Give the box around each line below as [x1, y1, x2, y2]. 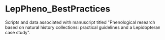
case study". [5, 29, 31, 35]
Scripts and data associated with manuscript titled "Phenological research [5, 19, 155, 25]
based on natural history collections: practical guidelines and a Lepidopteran [5, 24, 161, 30]
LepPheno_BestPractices [5, 3, 111, 14]
